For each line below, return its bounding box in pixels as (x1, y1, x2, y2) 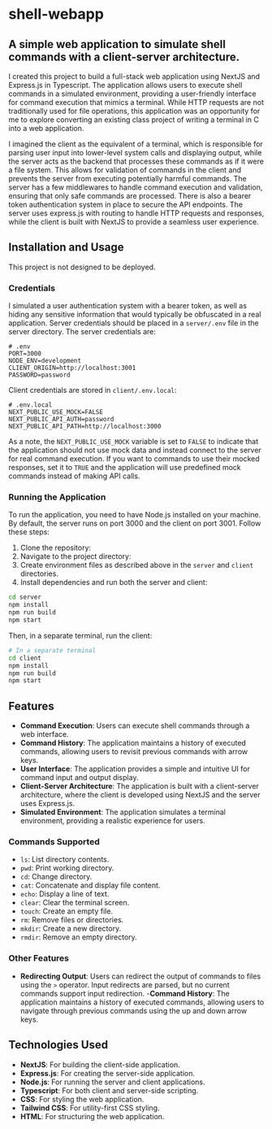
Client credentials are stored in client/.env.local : (8, 386, 177, 395)
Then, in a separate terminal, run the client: (8, 630, 153, 640)
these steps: (8, 527, 50, 537)
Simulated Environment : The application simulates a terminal (19, 807, 226, 817)
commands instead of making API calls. (8, 471, 140, 481)
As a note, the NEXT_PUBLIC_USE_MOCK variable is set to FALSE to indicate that (8, 437, 259, 447)
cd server (8, 593, 42, 602)
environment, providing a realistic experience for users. (19, 816, 205, 826)
